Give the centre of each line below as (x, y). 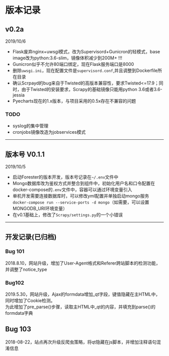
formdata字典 (19, 313)
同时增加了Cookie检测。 (30, 301)
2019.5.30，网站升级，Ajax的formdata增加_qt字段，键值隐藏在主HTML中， (83, 294)
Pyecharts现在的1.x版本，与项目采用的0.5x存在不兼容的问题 (74, 101)
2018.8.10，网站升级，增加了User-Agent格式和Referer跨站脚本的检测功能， (83, 263)
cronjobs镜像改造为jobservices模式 (49, 132)
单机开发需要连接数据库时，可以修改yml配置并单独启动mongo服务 (81, 196)
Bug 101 (15, 251)
